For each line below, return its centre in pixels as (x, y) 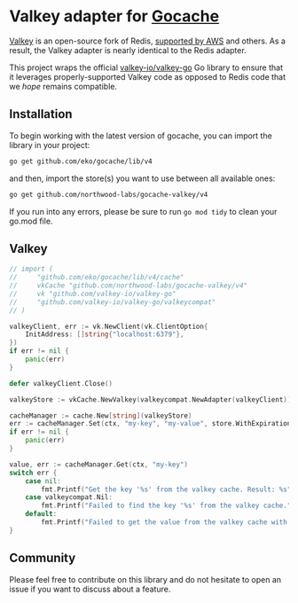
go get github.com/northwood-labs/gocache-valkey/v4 (109, 194)
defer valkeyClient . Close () (61, 383)
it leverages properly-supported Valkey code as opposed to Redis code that (148, 76)
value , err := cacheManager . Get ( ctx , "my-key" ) (99, 464)
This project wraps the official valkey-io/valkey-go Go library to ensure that (146, 67)
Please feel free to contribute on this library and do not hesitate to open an (145, 579)
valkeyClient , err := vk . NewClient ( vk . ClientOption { (109, 326)
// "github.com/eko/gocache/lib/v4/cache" (97, 278)
